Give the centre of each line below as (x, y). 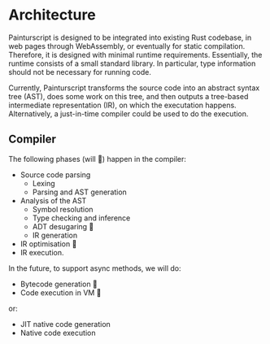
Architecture (52, 15)
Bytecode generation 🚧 (59, 284)
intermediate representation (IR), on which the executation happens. (123, 105)
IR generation (55, 235)
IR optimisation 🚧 (48, 244)
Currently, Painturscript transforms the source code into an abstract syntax (134, 88)
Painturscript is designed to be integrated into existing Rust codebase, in (130, 37)
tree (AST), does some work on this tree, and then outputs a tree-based (128, 96)
